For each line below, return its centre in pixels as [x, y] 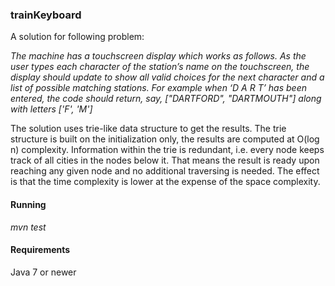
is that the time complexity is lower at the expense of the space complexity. [165, 182]
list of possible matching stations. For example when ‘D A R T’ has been [158, 88]
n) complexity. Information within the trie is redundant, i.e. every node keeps [167, 150]
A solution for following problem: [77, 37]
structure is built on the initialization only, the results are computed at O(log [165, 139]
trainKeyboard [46, 15]
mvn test [28, 227]
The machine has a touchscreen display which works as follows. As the [158, 56]
